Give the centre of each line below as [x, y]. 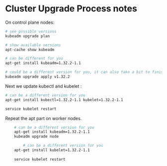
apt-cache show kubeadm [30, 50]
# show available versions [33, 45]
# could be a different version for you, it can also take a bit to [78, 72]
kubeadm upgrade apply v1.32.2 [38, 77]
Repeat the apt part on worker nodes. [43, 118]
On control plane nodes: [30, 22]
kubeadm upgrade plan [28, 36]
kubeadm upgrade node [36, 137]
